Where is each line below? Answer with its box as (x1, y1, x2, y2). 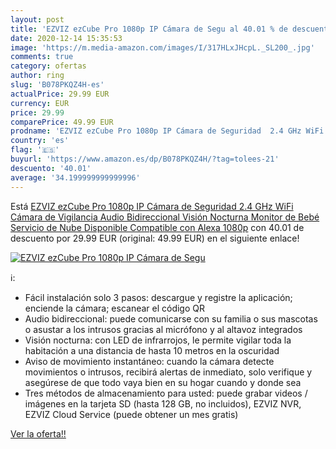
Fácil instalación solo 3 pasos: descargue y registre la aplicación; (24, 291, 293, 303)
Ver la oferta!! (10, 427, 67, 440)
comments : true (10, 52, 74, 62)
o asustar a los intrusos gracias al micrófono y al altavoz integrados (24, 323, 303, 335)
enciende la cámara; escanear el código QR (24, 302, 205, 314)
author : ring (10, 71, 65, 81)
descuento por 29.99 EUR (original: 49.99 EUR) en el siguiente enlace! (10, 232, 300, 244)
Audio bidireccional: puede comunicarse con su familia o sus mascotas (24, 312, 318, 325)
